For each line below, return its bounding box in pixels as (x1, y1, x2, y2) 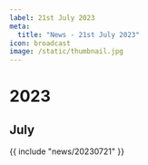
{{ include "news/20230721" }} (9, 146, 125, 157)
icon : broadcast (9, 38, 71, 48)
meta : (9, 22, 30, 31)
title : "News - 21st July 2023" (17, 30, 141, 39)
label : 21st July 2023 (9, 13, 95, 23)
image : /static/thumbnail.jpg (9, 47, 124, 56)
